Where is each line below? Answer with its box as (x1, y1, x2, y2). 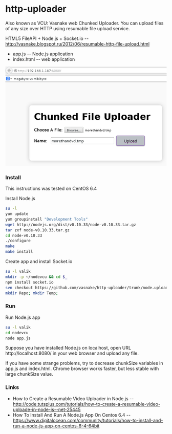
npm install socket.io (5, 279, 54, 285)
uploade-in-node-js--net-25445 (12, 406, 81, 413)
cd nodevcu (5, 330, 29, 335)
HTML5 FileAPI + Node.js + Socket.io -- (5, 35, 89, 41)
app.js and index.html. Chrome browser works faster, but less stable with (5, 365, 159, 372)
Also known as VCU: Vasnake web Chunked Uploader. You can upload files (5, 20, 164, 26)
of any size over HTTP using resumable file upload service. (5, 25, 130, 31)
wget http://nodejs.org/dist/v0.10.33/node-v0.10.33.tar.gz (5, 222, 137, 227)
